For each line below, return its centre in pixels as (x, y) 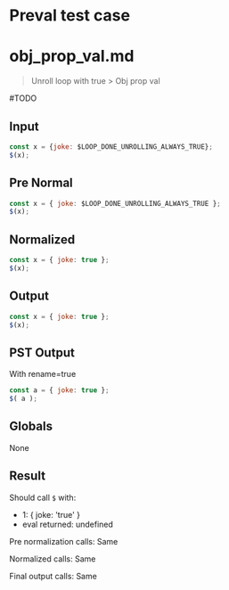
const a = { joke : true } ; (59, 390)
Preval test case (70, 16)
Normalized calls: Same (53, 559)
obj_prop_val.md (72, 57)
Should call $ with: (43, 497)
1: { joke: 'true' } (51, 514)
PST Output (42, 352)
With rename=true (43, 374)
